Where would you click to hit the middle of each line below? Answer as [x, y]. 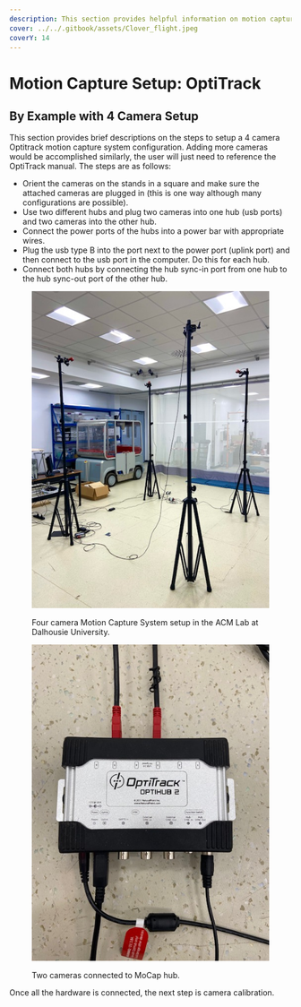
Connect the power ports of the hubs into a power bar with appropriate [153, 231]
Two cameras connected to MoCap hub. [106, 976]
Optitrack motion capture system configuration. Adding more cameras [139, 147]
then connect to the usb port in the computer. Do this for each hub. [146, 260]
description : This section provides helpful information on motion [138, 19]
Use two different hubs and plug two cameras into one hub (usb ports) [152, 212]
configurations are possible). [75, 202]
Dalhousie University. [71, 632]
